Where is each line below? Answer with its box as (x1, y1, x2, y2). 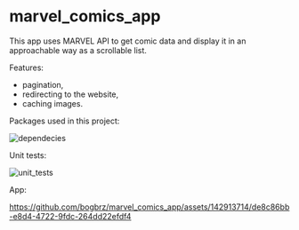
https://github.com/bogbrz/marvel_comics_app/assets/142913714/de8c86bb (9, 202, 290, 212)
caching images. (21, 98, 83, 108)
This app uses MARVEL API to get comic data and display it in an (9, 36, 246, 46)
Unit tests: (9, 149, 47, 161)
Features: (9, 62, 44, 73)
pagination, (21, 79, 64, 90)
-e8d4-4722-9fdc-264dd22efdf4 (9, 210, 132, 221)
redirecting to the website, (21, 89, 119, 99)
